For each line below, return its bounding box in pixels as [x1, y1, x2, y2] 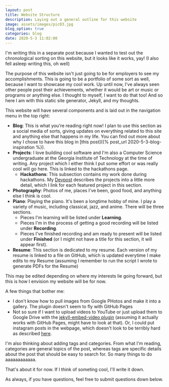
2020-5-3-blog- [128, 138, 162, 145]
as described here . [12, 330, 52, 336]
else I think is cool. [12, 193, 52, 199]
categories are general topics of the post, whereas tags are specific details [5, 345, 162, 351]
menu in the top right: [5, 112, 51, 118]
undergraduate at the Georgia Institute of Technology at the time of [12, 155, 153, 161]
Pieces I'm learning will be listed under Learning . [20, 214, 122, 220]
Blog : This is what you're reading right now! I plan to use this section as [12, 123, 162, 129]
